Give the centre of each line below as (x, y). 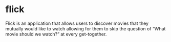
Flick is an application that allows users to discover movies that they (77, 23)
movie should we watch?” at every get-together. (56, 34)
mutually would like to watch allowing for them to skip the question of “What (85, 28)
